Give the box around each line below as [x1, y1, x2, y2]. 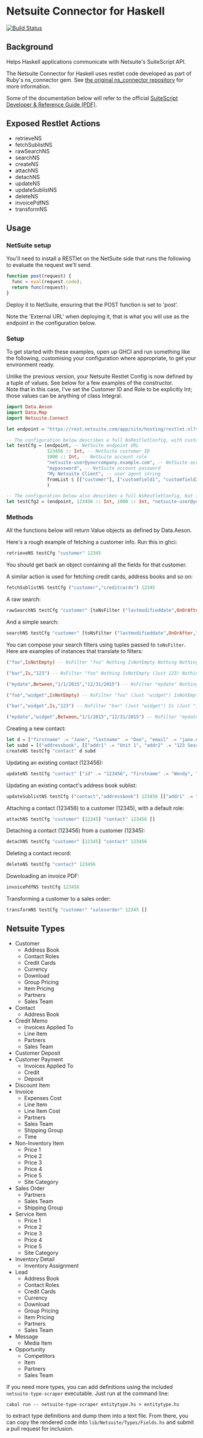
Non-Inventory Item [14, 1139, 65, 1147]
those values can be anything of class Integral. [6, 392, 123, 400]
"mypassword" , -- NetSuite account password [47, 465, 161, 471]
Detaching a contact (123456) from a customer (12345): [6, 827, 146, 835]
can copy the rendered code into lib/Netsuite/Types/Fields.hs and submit [6, 1418, 195, 1426]
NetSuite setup [6, 241, 51, 249]
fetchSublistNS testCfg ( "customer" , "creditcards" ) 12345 [6, 585, 155, 591]
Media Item [24, 1339, 53, 1346]
